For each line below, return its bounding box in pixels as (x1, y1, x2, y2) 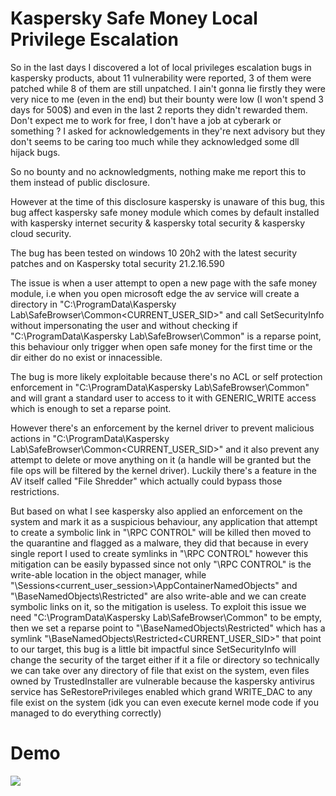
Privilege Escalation (10, 28, 179, 51)
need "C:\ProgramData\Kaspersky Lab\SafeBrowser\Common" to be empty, (10, 611, 323, 623)
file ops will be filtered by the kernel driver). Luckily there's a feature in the (10, 464, 317, 476)
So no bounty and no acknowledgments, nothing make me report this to (10, 165, 307, 177)
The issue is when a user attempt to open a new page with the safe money (10, 277, 318, 289)
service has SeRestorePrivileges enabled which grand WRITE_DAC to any (10, 685, 313, 697)
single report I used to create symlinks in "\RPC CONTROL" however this (10, 547, 309, 559)
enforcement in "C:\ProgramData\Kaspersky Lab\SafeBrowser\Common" (10, 381, 310, 393)
